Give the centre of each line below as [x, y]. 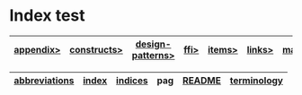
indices [132, 80]
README [202, 80]
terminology [256, 80]
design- [153, 44]
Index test [47, 16]
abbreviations [44, 80]
